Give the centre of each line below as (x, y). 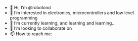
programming (24, 18)
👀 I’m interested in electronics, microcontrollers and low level (72, 13)
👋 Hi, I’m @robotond (30, 8)
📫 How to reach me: (31, 34)
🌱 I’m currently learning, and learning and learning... (63, 23)
